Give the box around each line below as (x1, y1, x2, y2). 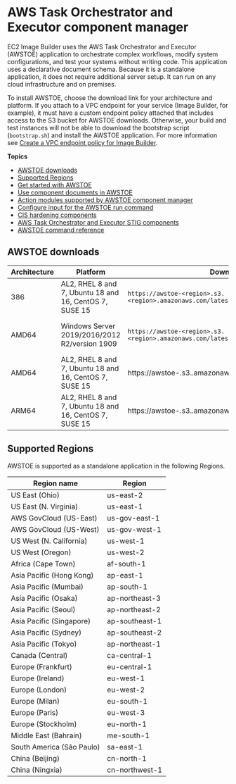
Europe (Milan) (11, 696, 60, 706)
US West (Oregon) (11, 547, 72, 557)
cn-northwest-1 (107, 765, 163, 775)
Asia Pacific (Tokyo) (11, 639, 77, 649)
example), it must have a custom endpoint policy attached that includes (7, 108, 214, 117)
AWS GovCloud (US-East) (11, 513, 98, 523)
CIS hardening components (17, 211, 97, 219)
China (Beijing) (11, 753, 60, 763)
